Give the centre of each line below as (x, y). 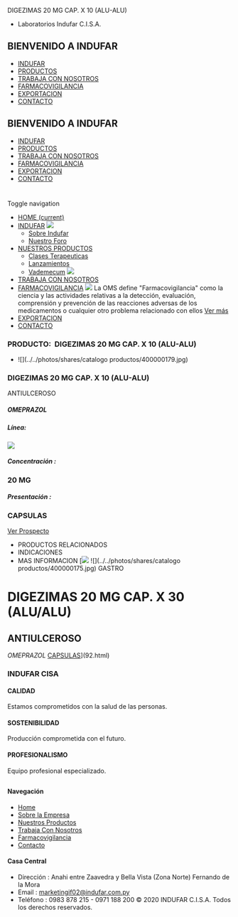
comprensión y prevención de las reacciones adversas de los (107, 303)
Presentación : (29, 497)
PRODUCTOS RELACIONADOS (63, 545)
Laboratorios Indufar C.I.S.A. (59, 24)
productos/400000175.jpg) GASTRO (71, 569)
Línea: (17, 428)
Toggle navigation (34, 203)
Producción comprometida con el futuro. (67, 739)
